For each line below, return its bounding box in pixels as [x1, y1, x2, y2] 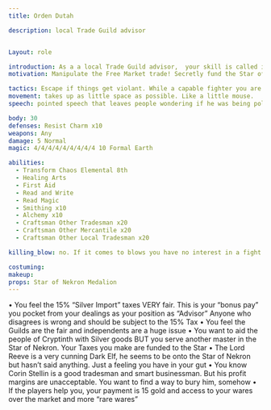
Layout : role [8, 48, 52, 56]
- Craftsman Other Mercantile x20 [15, 227, 131, 235]
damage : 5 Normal [8, 136, 67, 145]
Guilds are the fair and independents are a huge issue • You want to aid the [8, 326, 258, 336]
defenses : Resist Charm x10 [8, 122, 103, 130]
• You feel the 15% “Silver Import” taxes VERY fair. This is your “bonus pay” [8, 300, 259, 310]
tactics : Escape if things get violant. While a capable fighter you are [8, 85, 262, 93]
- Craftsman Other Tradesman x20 [15, 219, 128, 227]
